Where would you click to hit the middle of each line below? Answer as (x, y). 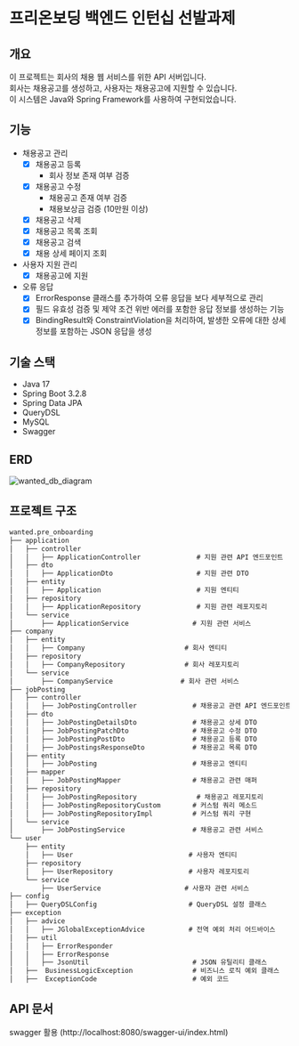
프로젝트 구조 (43, 511)
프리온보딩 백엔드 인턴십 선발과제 (122, 18)
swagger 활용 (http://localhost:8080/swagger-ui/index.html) (119, 1032)
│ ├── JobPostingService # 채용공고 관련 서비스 (137, 830)
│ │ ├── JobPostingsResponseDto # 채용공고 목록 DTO (133, 747)
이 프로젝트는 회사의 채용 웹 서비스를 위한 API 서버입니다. (108, 77)
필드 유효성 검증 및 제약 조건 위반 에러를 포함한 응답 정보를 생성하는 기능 (160, 309)
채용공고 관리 (45, 153)
